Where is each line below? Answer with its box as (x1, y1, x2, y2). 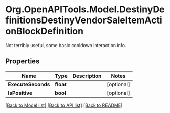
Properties (5, 57, 40, 66)
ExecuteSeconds (8, 81, 50, 88)
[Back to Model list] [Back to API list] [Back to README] (5, 102, 123, 108)
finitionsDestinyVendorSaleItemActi (5, 14, 162, 26)
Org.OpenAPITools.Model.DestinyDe (5, 4, 165, 15)
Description (72, 72, 102, 79)
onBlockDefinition (5, 26, 83, 37)
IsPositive (8, 89, 32, 96)
